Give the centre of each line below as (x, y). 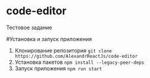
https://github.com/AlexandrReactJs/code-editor (76, 56)
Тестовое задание (29, 27)
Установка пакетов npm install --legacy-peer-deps (79, 62)
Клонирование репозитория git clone (63, 50)
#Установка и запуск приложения (49, 39)
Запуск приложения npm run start (58, 68)
